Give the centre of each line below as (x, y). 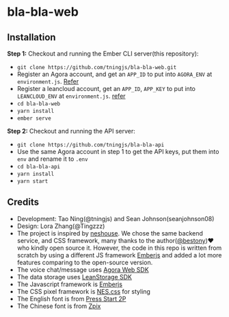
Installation (31, 37)
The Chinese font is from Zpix (59, 306)
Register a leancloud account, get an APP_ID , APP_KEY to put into (106, 89)
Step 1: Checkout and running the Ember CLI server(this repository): (103, 53)
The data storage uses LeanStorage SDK (74, 277)
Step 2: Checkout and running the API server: (71, 131)
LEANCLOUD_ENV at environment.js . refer (71, 96)
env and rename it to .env (52, 159)
